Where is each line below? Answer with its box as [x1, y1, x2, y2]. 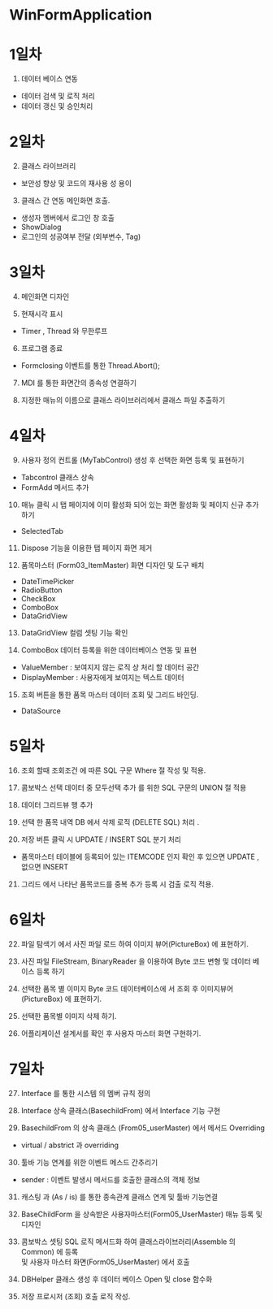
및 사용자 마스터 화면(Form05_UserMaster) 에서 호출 [20, 1257, 190, 1267]
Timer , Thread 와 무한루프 [20, 327, 108, 336]
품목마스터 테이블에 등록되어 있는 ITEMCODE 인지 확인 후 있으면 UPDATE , [20, 852, 259, 861]
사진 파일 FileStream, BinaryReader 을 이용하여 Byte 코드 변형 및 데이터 [20, 956, 251, 966]
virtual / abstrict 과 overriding [20, 1140, 119, 1150]
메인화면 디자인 [20, 292, 70, 301]
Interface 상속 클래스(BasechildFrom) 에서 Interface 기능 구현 [20, 1105, 221, 1115]
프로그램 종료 [20, 344, 63, 353]
